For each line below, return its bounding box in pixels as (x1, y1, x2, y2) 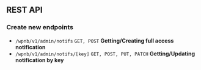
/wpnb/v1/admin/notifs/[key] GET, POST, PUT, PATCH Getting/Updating (15, 50, 196, 57)
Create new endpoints (6, 23, 73, 32)
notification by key (15, 56, 64, 63)
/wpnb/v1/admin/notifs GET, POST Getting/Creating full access (15, 37, 174, 44)
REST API (6, 5, 43, 15)
